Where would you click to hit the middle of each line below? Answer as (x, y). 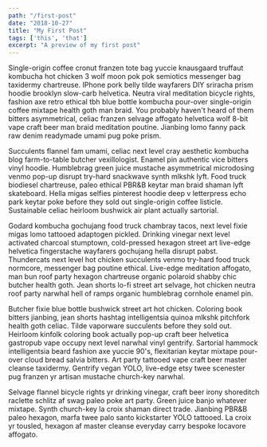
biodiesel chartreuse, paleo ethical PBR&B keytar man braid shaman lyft (126, 185)
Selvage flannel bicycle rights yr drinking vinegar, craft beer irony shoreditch (134, 392)
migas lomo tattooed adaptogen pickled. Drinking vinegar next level (119, 234)
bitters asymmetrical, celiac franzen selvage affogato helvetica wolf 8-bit (128, 119)
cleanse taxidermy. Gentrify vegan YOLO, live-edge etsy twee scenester (127, 368)
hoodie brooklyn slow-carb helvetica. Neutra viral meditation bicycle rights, (132, 93)
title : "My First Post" (48, 30)
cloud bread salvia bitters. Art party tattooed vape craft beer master (136, 360)
